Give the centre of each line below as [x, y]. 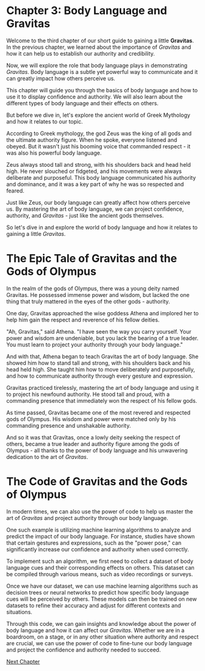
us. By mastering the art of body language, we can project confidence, [95, 209]
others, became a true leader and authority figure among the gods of [93, 444]
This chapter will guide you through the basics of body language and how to [102, 90]
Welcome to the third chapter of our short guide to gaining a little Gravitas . [100, 40]
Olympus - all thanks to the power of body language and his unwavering [97, 450]
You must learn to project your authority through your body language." [95, 344]
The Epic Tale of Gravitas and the [92, 259]
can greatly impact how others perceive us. [61, 78]
